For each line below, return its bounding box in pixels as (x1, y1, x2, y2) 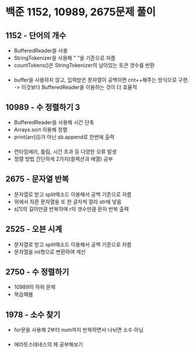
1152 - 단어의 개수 (5, 30, 67, 40)
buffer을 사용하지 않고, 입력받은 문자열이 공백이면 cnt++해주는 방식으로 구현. (13, 76, 189, 83)
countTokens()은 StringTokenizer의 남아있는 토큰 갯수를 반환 (13, 62, 155, 68)
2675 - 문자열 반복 (5, 174, 69, 184)
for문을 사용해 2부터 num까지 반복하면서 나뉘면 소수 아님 (13, 326, 144, 334)
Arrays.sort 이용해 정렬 (13, 126, 68, 133)
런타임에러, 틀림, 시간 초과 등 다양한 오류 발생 (13, 148, 117, 155)
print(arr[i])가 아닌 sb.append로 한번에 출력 (13, 133, 115, 140)
